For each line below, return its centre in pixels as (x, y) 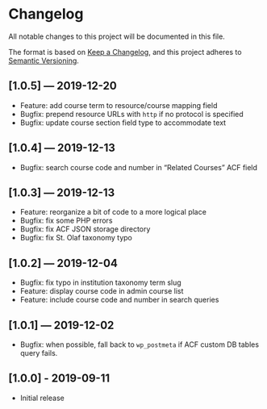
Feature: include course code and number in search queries (119, 300)
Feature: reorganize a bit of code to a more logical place (113, 212)
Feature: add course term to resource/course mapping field (119, 105)
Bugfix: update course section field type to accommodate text (123, 123)
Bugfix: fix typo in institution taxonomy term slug (100, 282)
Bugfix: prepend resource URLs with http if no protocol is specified (131, 114)
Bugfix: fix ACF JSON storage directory (85, 229)
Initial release (42, 398)
